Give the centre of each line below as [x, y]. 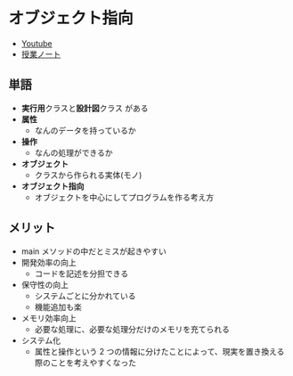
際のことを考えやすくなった [85, 363]
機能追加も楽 [58, 307]
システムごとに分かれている [85, 296]
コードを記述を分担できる [81, 274]
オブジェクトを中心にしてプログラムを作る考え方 [124, 197]
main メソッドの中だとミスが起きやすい [94, 251]
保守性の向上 [45, 284]
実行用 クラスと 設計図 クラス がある [85, 108]
